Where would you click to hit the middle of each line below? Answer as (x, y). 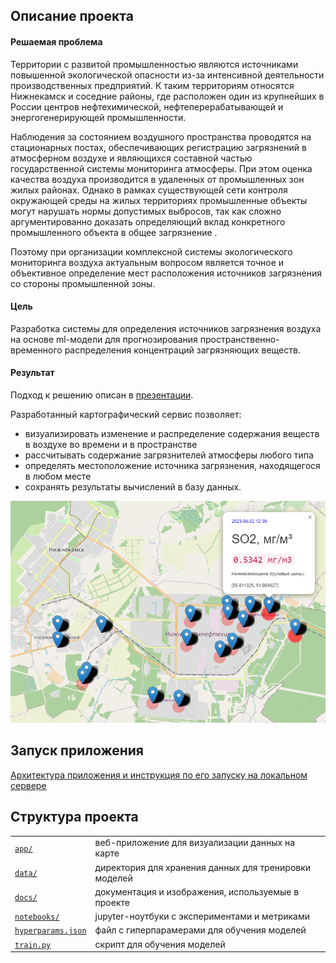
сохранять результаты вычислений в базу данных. (133, 487)
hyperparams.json (50, 931)
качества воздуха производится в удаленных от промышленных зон (157, 179)
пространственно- (239, 339)
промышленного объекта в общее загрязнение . (114, 232)
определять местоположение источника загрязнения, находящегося (172, 465)
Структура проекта (74, 817)
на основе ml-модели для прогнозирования (104, 339)
